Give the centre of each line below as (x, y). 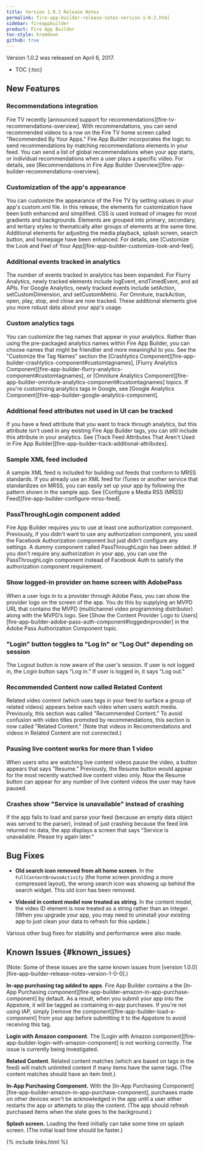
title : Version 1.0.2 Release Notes (53, 12)
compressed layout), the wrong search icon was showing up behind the (105, 884)
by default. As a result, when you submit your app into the (111, 998)
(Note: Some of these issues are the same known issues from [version (94, 967)
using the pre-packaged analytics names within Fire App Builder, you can (98, 343)
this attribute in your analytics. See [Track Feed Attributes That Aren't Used (100, 437)
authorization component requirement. (55, 567)
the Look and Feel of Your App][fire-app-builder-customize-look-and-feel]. (100, 245)
